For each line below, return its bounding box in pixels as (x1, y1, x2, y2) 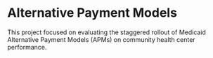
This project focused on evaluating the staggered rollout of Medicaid (7, 28, 206, 36)
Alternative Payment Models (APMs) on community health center (7, 35, 195, 43)
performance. (7, 43, 47, 51)
